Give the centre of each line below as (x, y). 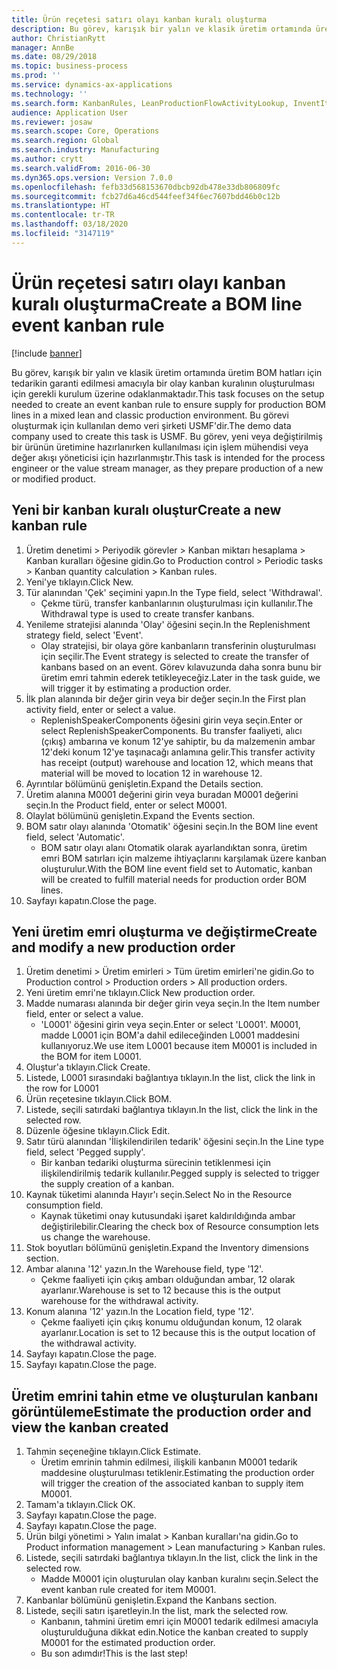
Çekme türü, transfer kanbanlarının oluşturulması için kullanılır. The (177, 603)
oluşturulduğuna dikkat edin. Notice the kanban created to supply (174, 1632)
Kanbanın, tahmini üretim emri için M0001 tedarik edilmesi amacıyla (179, 1622)
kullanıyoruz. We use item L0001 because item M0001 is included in (179, 1046)
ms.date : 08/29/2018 (54, 57)
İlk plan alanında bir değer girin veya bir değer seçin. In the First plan (165, 698)
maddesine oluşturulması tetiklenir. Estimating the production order (177, 1473)
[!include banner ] (47, 353)
